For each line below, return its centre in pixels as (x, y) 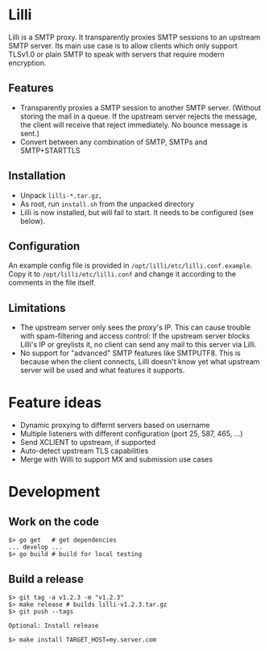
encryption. (27, 63)
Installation (37, 176)
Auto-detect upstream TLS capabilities (84, 451)
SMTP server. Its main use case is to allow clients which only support (123, 45)
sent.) (30, 133)
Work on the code (54, 521)
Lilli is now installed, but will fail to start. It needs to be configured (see (137, 212)
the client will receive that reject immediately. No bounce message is (134, 125)
